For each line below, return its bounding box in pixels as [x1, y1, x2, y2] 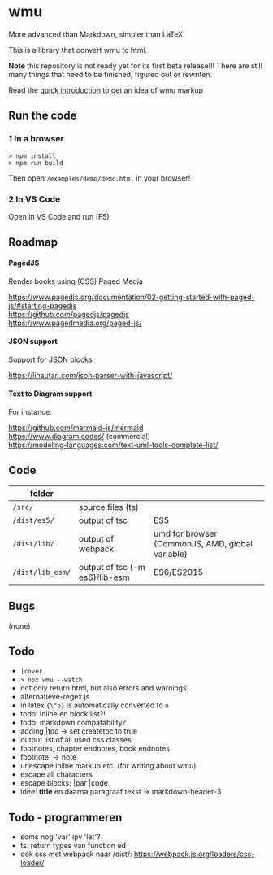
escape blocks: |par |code [19, 778, 108, 788]
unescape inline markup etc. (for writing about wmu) [19, 761, 197, 771]
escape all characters [19, 769, 93, 779]
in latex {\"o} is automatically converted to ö [19, 700, 169, 710]
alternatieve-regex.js [19, 692, 90, 702]
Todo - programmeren [8, 810, 123, 824]
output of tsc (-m [78, 561, 146, 572]
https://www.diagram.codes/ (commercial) [8, 431, 151, 441]
